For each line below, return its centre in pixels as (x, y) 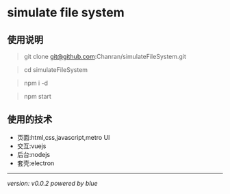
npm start (37, 96)
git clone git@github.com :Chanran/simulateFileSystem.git (105, 57)
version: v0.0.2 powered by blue (52, 183)
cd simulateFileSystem (55, 70)
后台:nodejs (34, 154)
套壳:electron (36, 163)
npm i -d (36, 83)
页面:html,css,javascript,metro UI (63, 137)
